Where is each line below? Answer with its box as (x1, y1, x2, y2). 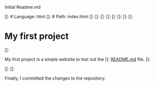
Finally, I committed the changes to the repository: (4, 75, 106, 81)
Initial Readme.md (4, 4, 41, 10)
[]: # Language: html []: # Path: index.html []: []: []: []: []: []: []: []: (4, 14, 133, 19)
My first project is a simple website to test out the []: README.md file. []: (4, 56, 151, 62)
